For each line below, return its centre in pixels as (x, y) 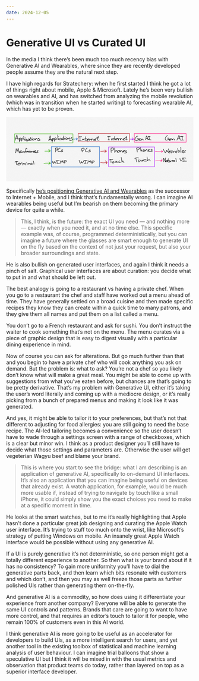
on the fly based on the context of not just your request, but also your (106, 246)
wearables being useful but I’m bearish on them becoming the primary (92, 203)
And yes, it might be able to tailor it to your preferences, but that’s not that (97, 418)
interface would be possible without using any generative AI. (80, 542)
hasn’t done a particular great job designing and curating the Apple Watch (97, 523)
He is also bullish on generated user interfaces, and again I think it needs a (97, 264)
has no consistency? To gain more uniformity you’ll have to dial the (88, 566)
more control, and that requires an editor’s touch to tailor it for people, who (97, 616)
